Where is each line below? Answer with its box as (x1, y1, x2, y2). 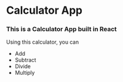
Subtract (14, 56, 36, 63)
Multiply (14, 69, 35, 77)
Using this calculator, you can (6, 38, 79, 45)
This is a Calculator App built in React (6, 25, 117, 34)
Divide (14, 63, 31, 70)
